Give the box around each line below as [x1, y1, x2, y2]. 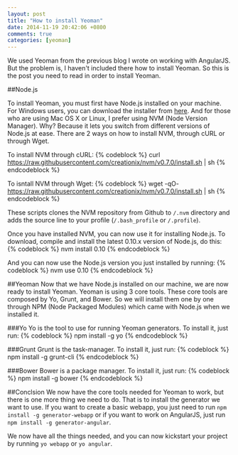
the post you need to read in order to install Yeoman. [7, 72, 161, 80]
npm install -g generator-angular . [7, 418, 112, 427]
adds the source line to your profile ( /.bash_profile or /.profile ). [7, 216, 201, 225]
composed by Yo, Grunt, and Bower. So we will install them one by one [7, 295, 215, 304]
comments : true [7, 30, 53, 38]
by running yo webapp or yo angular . [7, 439, 113, 448]
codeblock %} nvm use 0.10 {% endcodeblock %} [7, 266, 153, 274]
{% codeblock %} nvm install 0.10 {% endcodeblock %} [7, 245, 171, 253]
